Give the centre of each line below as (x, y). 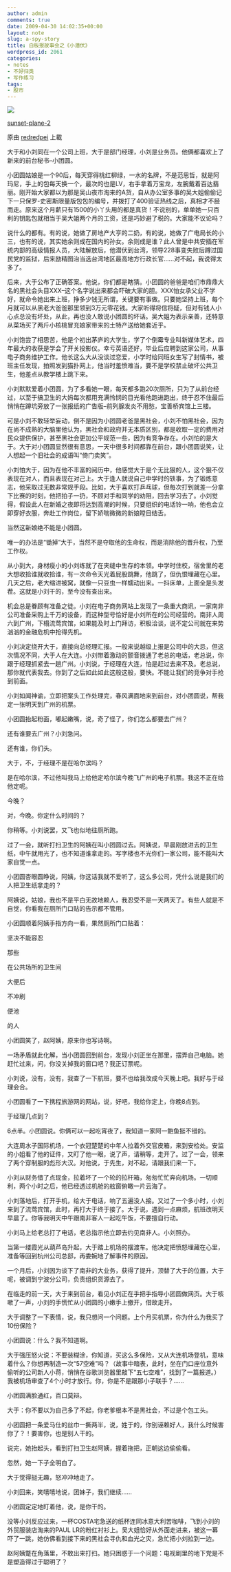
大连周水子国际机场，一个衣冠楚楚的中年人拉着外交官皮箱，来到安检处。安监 (115, 1146)
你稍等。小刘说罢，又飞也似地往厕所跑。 (64, 830)
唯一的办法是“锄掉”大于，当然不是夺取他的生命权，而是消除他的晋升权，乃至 (115, 543)
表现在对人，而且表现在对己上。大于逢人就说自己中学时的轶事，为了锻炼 (109, 478)
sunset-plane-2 (29, 123)
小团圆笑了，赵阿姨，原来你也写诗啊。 (61, 1040)
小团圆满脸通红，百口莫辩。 (46, 1395)
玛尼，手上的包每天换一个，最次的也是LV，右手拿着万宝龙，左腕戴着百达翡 (113, 184)
